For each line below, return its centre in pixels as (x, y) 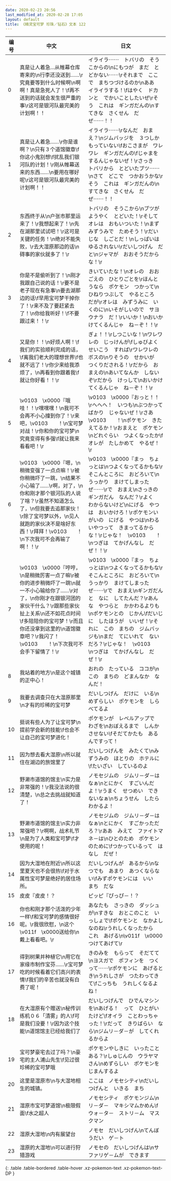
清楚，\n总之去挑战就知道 (50, 795)
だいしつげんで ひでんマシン (124, 1001)
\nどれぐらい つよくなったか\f (126, 435)
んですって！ (103, 742)
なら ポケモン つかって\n (126, 287)
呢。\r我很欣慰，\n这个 (47, 925)
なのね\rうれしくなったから (121, 928)
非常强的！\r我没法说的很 (50, 787)
